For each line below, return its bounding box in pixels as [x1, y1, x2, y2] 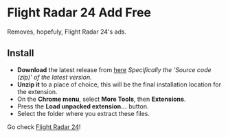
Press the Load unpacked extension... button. [16, 102, 149, 111]
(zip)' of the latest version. [16, 73, 92, 81]
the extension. [16, 87, 58, 95]
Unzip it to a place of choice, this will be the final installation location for [16, 80, 222, 89]
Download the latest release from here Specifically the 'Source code [16, 65, 212, 73]
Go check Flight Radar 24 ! [7, 122, 81, 131]
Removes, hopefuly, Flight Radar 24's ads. [7, 27, 127, 36]
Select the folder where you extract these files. [16, 109, 150, 117]
